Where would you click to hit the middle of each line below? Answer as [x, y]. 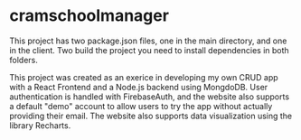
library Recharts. [40, 125]
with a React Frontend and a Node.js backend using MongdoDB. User [139, 87]
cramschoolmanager [89, 16]
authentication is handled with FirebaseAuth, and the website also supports [150, 97]
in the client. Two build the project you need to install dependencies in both [149, 50]
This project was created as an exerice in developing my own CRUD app [144, 77]
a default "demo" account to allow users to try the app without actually [141, 106]
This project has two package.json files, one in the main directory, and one [148, 41]
